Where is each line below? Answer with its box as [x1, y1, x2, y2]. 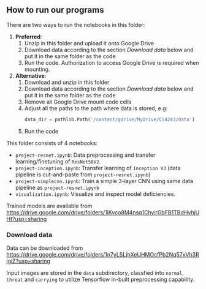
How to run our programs [6, 5, 104, 15]
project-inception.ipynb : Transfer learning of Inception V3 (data [15, 164, 181, 171]
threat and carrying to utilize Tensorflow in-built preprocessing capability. [6, 276, 195, 283]
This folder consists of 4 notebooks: [6, 139, 98, 146]
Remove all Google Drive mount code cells [24, 98, 132, 105]
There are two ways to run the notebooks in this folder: [6, 21, 145, 28]
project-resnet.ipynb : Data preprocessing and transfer [15, 151, 156, 159]
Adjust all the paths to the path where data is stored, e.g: [24, 104, 168, 112]
